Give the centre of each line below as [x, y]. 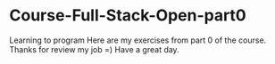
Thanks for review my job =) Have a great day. [95, 49]
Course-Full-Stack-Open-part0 [128, 16]
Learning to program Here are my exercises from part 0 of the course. [138, 40]
